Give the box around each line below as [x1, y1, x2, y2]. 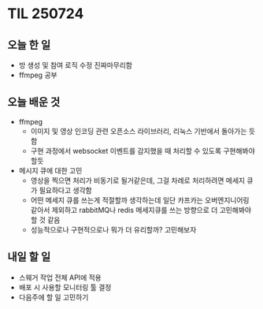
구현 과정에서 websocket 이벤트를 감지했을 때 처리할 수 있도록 [30, 146, 222, 155]
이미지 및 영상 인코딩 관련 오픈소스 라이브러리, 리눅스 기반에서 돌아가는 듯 [30, 126, 256, 136]
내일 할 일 [7, 250, 51, 264]
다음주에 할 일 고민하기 [18, 292, 89, 302]
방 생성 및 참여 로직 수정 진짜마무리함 [18, 61, 133, 69]
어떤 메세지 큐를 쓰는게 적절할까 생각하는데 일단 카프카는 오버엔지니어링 [30, 195, 250, 205]
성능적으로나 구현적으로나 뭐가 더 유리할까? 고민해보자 [30, 225, 197, 234]
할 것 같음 [30, 214, 61, 225]
